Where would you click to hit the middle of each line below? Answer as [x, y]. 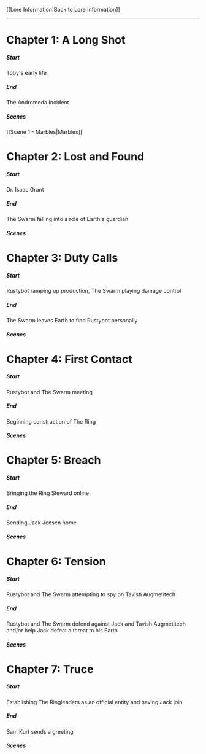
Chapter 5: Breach [54, 460]
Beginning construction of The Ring [51, 421]
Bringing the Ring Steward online [48, 493]
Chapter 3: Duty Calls [62, 258]
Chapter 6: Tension [56, 562]
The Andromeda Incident [38, 103]
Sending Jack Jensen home [41, 523]
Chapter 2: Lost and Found [75, 157]
